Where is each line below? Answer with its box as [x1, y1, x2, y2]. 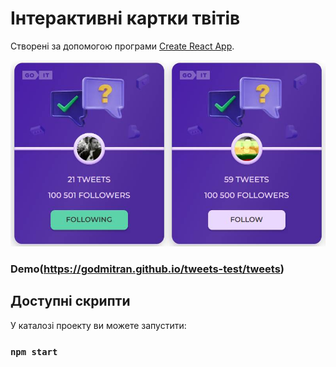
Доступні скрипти [10, 293, 131, 310]
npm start [10, 346, 58, 357]
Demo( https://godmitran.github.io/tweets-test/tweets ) [10, 262, 285, 276]
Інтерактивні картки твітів [10, 7, 241, 30]
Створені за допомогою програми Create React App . [10, 40, 235, 52]
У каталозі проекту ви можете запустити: [10, 319, 187, 331]
